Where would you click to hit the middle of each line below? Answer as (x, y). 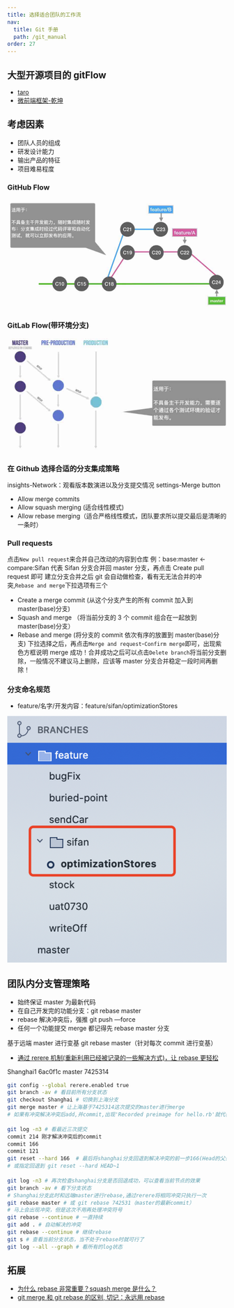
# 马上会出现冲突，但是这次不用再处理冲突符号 (65, 1210)
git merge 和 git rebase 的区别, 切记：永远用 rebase (91, 1297)
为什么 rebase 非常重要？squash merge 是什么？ (87, 1288)
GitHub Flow (29, 187)
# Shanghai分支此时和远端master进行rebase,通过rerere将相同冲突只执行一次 (107, 1195)
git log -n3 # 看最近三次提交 (47, 1129)
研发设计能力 (36, 151)
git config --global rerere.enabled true (68, 1085)
